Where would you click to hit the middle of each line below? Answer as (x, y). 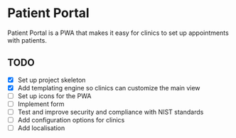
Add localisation (41, 128)
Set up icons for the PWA (54, 96)
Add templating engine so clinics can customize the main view (109, 87)
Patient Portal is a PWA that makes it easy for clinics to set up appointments (118, 33)
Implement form (41, 104)
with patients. (27, 40)
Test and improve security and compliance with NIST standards (111, 112)
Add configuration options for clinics (71, 120)
